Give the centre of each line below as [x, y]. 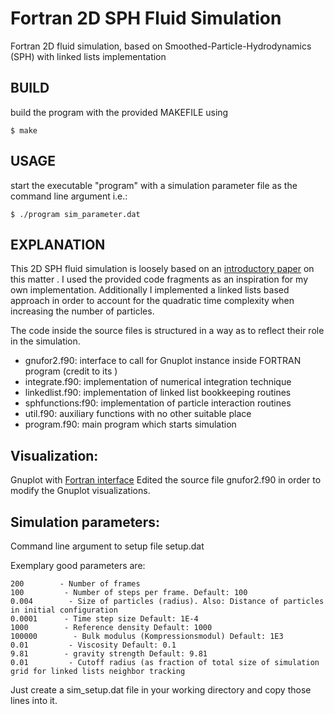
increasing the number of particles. [82, 311]
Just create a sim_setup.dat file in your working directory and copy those [161, 690]
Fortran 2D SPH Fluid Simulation [146, 18]
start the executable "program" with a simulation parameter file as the [154, 185]
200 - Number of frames [75, 584]
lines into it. [34, 700]
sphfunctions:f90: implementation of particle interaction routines [158, 403]
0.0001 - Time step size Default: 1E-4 [104, 619]
